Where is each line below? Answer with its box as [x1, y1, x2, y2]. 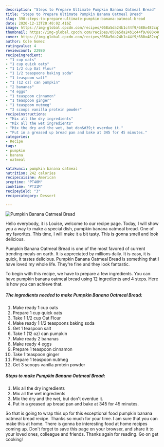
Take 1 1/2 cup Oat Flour [12, 315, 61, 321]
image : [5, 25, 19, 30]
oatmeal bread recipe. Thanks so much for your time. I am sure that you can [5, 415, 158, 421]
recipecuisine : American [5, 175, 56, 180]
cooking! [5, 436, 23, 442]
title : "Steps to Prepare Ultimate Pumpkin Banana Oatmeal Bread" [5, 12, 143, 17]
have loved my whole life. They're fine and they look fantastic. [5, 261, 130, 267]
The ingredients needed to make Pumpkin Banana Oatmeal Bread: [5, 292, 143, 298]
